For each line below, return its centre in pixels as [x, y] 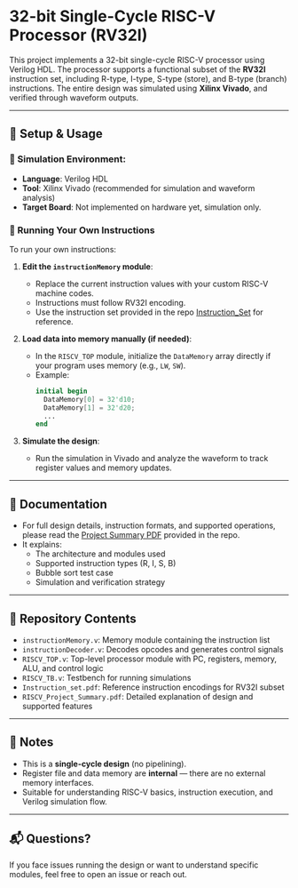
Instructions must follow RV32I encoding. [110, 302]
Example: [52, 374]
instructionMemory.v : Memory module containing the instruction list [146, 640]
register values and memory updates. [104, 468]
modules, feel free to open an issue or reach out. [98, 874]
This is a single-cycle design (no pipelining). [104, 764]
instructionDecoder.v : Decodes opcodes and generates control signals [153, 649]
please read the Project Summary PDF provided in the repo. [131, 535]
